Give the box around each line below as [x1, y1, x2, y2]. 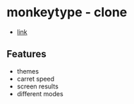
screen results [16, 82, 59, 91]
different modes [16, 89, 64, 98]
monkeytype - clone [6, 4, 128, 21]
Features [6, 48, 47, 60]
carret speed [16, 74, 54, 83]
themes [16, 67, 39, 75]
